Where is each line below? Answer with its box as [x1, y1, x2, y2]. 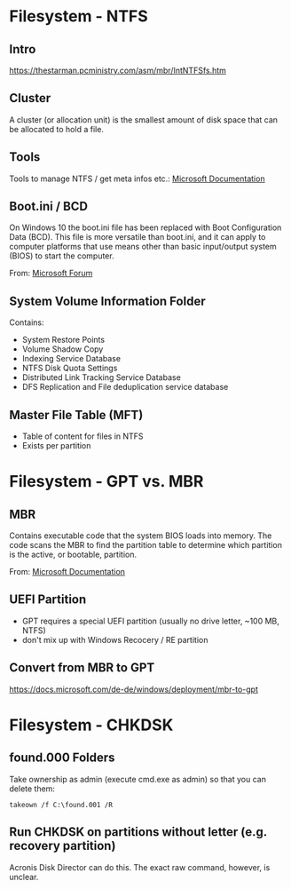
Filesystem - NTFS [9, 6, 148, 27]
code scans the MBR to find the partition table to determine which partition [9, 540, 282, 551]
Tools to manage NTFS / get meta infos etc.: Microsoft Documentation [9, 173, 265, 184]
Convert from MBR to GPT [9, 660, 155, 676]
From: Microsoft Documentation [9, 567, 126, 577]
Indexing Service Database [21, 353, 122, 364]
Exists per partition [21, 441, 91, 451]
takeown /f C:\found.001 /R [9, 800, 114, 809]
